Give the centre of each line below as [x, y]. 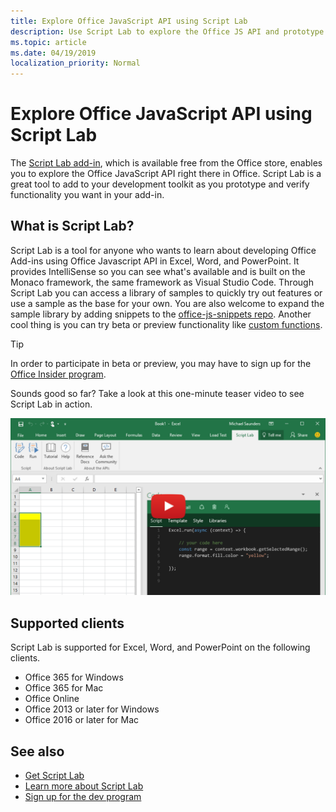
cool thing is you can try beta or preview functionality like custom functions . [166, 324]
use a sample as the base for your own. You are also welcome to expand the [167, 303]
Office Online [52, 699]
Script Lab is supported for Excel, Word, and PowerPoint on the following [160, 647]
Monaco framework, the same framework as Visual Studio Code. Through [162, 282]
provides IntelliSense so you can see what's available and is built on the [158, 271]
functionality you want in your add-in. [87, 195]
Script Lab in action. [51, 404]
